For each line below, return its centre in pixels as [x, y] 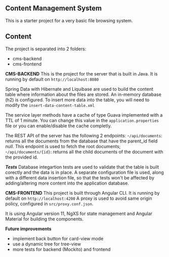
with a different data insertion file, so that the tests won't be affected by [80, 177]
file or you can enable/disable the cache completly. [59, 126]
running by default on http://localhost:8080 [52, 79]
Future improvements [28, 229]
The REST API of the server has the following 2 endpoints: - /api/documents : [84, 135]
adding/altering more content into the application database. [67, 183]
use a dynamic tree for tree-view [47, 244]
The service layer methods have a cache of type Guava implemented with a [84, 115]
